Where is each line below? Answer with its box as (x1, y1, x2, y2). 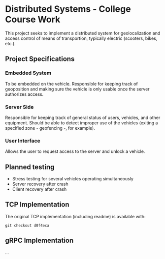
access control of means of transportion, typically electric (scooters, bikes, (5, 35, 158, 41)
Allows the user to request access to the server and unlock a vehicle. (5, 148, 145, 154)
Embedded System (5, 70, 52, 77)
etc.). (5, 40, 16, 46)
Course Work (5, 14, 61, 25)
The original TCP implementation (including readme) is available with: (5, 213, 146, 219)
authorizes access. (5, 91, 44, 97)
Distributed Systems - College (5, 3, 132, 15)
